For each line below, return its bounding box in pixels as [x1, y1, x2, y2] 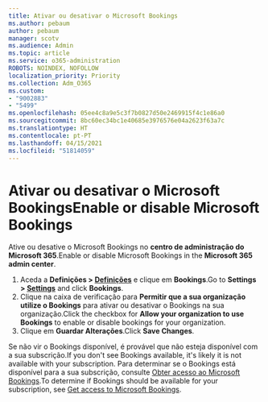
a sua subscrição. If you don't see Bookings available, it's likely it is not [8, 350, 242, 360]
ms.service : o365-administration [8, 57, 121, 65]
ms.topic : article [8, 49, 70, 57]
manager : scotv [8, 34, 60, 43]
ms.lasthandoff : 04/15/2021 [8, 139, 103, 147]
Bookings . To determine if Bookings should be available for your [8, 376, 219, 386]
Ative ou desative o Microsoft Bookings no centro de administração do [8, 242, 245, 252]
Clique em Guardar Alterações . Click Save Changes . [19, 326, 195, 336]
